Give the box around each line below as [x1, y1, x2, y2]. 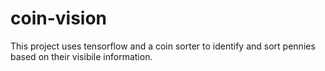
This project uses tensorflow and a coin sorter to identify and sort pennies [10, 40, 316, 52]
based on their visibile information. [10, 50, 153, 62]
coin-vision [10, 7, 108, 30]
